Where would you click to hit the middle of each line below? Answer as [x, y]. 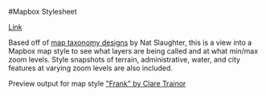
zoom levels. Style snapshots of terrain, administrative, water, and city [125, 60]
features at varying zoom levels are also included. [90, 68]
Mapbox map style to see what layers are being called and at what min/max [133, 51]
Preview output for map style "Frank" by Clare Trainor [97, 84]
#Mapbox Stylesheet [43, 12]
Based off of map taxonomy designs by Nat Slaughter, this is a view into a [130, 42]
